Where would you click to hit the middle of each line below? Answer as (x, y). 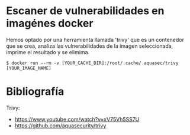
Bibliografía (35, 92)
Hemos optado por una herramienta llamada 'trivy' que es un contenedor (95, 39)
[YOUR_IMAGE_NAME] (29, 68)
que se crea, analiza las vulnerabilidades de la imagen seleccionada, (90, 46)
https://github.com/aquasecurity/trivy (60, 126)
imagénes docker (50, 23)
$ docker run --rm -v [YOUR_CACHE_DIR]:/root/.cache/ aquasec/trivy (92, 63)
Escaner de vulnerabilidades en (85, 11)
